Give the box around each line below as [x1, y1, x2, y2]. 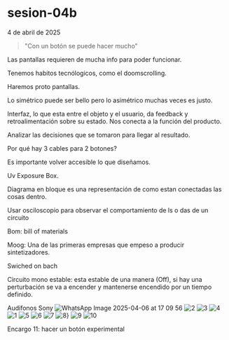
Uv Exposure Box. [7, 171, 59, 179]
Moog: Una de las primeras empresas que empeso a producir [7, 240, 184, 249]
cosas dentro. [7, 192, 48, 200]
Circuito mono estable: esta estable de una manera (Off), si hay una [7, 275, 202, 283]
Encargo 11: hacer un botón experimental [7, 325, 125, 333]
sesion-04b [7, 5, 77, 21]
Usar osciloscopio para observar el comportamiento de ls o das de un [7, 205, 209, 215]
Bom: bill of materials [7, 226, 69, 236]
